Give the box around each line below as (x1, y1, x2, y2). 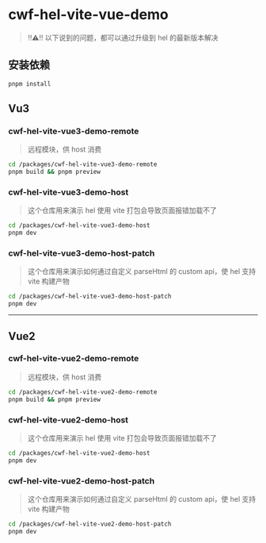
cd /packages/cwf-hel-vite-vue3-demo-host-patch (8, 292, 172, 301)
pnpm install (8, 79, 51, 88)
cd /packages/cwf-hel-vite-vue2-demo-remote (8, 387, 158, 396)
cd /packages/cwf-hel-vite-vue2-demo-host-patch (8, 520, 172, 528)
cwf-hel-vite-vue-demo (8, 6, 169, 24)
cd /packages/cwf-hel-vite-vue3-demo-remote (8, 160, 158, 168)
